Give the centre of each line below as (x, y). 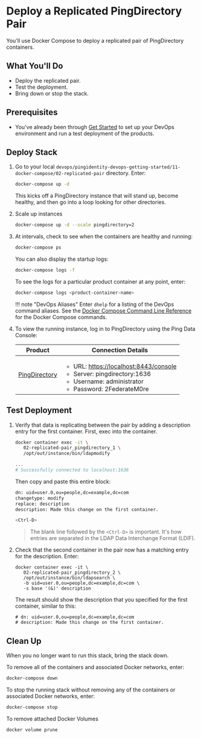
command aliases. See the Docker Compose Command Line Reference (103, 310)
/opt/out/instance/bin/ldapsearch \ (69, 578)
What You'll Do (35, 66)
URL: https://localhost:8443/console (125, 366)
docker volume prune (32, 730)
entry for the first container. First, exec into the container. (86, 431)
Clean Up (24, 641)
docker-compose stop (32, 707)
